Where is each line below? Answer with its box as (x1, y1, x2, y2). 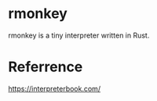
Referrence (8, 58, 83, 76)
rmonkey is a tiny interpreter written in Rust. (8, 31, 150, 40)
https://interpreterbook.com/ (8, 84, 100, 93)
